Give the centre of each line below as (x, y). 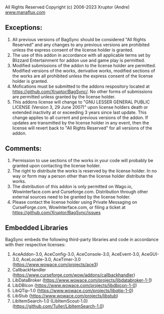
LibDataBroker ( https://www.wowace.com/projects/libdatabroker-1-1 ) (82, 280)
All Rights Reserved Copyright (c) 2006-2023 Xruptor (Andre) (68, 7)
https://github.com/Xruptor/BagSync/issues (56, 212)
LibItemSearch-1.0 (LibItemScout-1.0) (50, 301)
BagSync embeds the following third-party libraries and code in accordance (82, 240)
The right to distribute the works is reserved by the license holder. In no (84, 170)
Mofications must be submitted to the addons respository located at (81, 86)
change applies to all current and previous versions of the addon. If (80, 118)
